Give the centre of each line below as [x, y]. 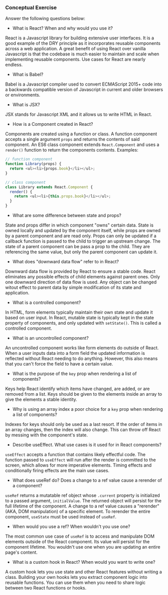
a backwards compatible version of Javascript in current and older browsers [84, 90]
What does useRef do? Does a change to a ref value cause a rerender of [87, 480]
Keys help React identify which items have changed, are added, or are [77, 389]
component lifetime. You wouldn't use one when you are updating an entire [83, 547]
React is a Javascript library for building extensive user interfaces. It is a [80, 38]
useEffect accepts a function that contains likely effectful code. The [75, 455]
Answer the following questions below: [45, 19]
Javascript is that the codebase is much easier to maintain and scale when [82, 54]
